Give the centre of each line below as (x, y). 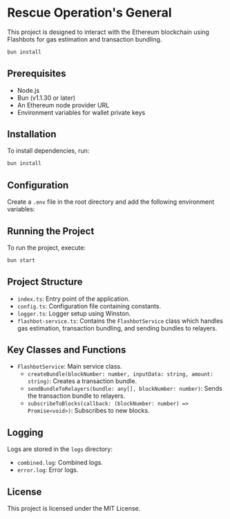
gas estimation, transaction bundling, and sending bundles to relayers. (117, 328)
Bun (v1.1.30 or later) (46, 98)
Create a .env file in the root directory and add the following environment (111, 202)
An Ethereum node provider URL (63, 105)
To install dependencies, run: (48, 151)
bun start (21, 260)
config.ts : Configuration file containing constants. (89, 306)
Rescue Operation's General (89, 13)
